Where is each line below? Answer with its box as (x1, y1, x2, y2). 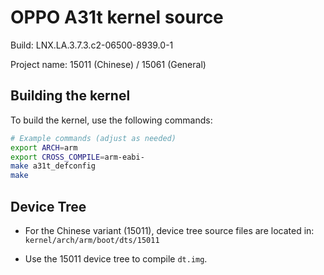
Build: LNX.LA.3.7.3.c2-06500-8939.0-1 (10, 39, 174, 51)
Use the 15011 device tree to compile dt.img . (24, 252, 208, 265)
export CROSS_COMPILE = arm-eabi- (10, 152, 145, 162)
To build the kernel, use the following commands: (10, 114, 213, 126)
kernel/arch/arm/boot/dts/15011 (24, 235, 160, 245)
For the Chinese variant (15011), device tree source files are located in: (24, 224, 315, 236)
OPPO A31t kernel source (10, 6, 224, 29)
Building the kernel (10, 87, 131, 105)
